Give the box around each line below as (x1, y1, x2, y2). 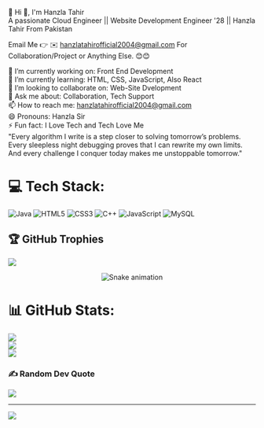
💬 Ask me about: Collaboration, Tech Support (8, 91, 155, 101)
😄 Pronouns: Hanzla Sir (8, 112, 86, 121)
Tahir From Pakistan (8, 24, 73, 33)
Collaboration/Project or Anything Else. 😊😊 (8, 51, 151, 61)
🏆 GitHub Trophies (8, 233, 104, 246)
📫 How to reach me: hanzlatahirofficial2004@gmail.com (8, 101, 192, 109)
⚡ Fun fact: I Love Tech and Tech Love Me (8, 120, 144, 130)
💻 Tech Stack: (8, 178, 105, 196)
